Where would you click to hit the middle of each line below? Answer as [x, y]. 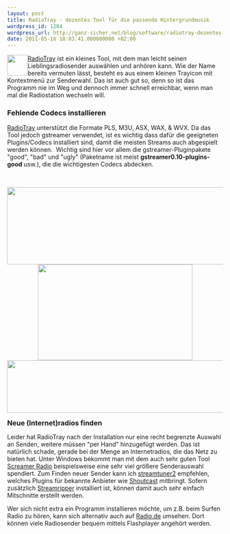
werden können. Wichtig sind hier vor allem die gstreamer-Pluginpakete [109, 150]
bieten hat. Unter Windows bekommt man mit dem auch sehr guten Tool [108, 459]
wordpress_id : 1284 [35, 26]
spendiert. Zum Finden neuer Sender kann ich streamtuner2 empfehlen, [108, 474]
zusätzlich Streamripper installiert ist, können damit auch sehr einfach [105, 488]
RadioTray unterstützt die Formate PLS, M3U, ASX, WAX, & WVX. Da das [109, 128]
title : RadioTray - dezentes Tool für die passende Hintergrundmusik [108, 20]
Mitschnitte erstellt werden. [46, 496]
